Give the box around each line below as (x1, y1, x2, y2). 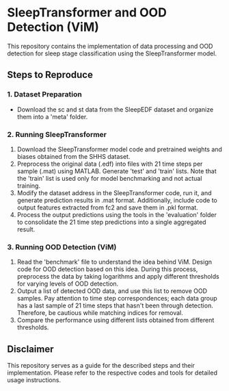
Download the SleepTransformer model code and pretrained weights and (16, 145, 222, 153)
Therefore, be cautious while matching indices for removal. (16, 309, 183, 317)
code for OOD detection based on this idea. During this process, (16, 265, 198, 273)
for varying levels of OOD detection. (16, 279, 119, 288)
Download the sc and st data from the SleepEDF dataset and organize (16, 105, 214, 114)
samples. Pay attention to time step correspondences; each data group (16, 294, 217, 303)
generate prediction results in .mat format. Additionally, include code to (16, 196, 217, 204)
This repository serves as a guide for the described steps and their (7, 362, 195, 370)
